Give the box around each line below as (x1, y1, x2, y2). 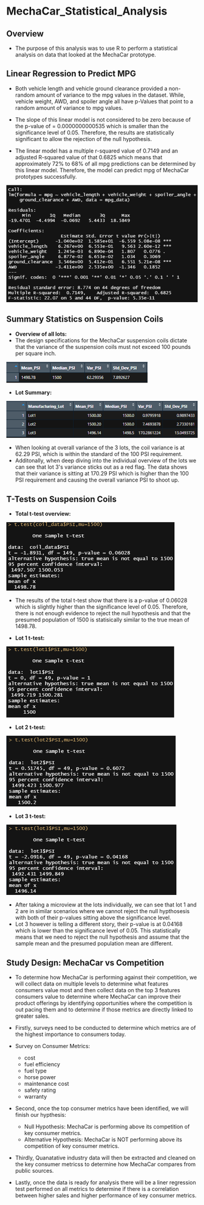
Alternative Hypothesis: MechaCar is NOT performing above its (24, 1136, 182, 1143)
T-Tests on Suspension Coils (6, 494, 117, 504)
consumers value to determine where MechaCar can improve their (15, 993, 182, 1000)
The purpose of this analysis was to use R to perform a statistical (15, 44, 178, 52)
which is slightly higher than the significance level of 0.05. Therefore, (15, 603, 188, 610)
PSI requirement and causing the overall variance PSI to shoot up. (15, 476, 180, 484)
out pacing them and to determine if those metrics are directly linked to (15, 1006, 193, 1013)
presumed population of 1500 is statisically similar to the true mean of (15, 616, 190, 624)
